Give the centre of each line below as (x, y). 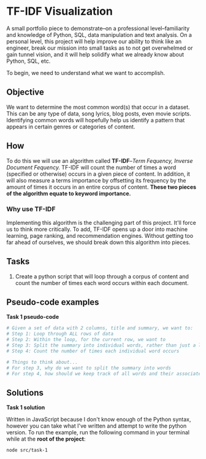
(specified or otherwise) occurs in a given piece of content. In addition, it (98, 174)
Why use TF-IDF (31, 209)
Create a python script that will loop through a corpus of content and (102, 276)
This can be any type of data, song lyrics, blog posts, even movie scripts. (99, 113)
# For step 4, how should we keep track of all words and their (90, 374)
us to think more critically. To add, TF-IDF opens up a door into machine (97, 229)
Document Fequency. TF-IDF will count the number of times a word (91, 167)
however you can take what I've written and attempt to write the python (97, 426)
